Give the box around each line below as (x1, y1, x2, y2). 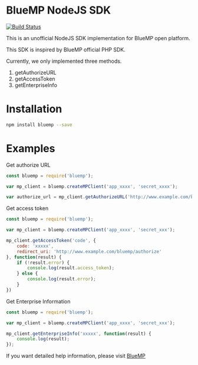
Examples (6, 141, 55, 155)
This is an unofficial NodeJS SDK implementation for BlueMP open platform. (6, 34, 190, 41)
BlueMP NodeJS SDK (6, 4, 111, 17)
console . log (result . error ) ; (27, 276, 96, 282)
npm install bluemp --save (6, 122, 72, 128)
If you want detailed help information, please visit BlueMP (6, 353, 146, 360)
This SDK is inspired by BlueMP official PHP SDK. (6, 46, 126, 53)
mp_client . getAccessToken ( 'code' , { (6, 238, 96, 244)
